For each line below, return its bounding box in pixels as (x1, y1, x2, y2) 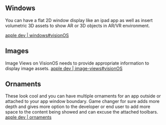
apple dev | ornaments (5, 114, 51, 120)
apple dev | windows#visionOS (5, 32, 69, 38)
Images (5, 47, 29, 55)
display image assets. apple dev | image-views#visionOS (5, 65, 122, 71)
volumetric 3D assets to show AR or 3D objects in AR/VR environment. (5, 22, 150, 28)
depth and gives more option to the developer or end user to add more (5, 103, 150, 109)
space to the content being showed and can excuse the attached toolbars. (5, 109, 158, 115)
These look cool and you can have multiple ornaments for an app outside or (5, 93, 161, 99)
